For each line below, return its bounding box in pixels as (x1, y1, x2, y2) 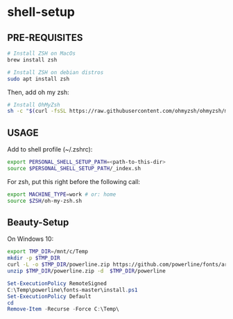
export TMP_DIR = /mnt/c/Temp (7, 248, 89, 255)
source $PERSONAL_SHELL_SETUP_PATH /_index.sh (7, 165, 141, 172)
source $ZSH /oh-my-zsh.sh (7, 197, 82, 204)
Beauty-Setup (7, 216, 69, 228)
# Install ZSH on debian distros (7, 69, 104, 76)
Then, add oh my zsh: (7, 88, 69, 96)
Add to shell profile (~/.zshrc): (7, 145, 93, 154)
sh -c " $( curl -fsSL (7, 108, 67, 115)
